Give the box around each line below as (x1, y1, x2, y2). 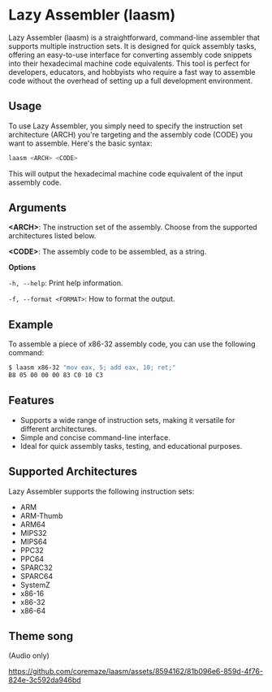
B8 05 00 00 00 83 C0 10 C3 (8, 372, 104, 380)
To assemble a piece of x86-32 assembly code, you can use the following (8, 339, 256, 349)
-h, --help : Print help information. (8, 278, 123, 288)
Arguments (8, 201, 67, 215)
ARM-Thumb (19, 511, 63, 520)
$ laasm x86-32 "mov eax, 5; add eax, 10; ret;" (8, 363, 176, 372)
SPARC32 (19, 563, 53, 572)
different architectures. (19, 424, 97, 433)
